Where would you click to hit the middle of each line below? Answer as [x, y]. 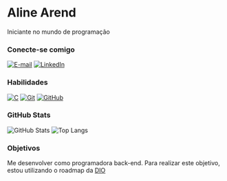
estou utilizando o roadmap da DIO [56, 171]
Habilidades [28, 83]
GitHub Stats [29, 115]
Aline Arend [42, 13]
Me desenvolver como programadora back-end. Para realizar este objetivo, [113, 163]
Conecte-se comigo [41, 50]
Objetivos [24, 148]
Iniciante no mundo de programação [58, 32]
